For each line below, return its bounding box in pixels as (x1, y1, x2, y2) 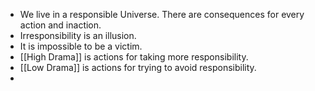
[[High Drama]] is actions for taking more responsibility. (19, 51, 249, 63)
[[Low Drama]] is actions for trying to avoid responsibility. (19, 62, 257, 73)
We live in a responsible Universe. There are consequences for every (19, 9, 305, 20)
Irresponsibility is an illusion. (19, 30, 137, 41)
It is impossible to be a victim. (19, 40, 143, 52)
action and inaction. (19, 19, 102, 31)
